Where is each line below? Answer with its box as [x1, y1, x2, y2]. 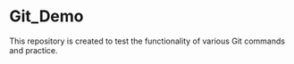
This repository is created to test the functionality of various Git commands [9, 36, 286, 46]
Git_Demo [9, 6, 84, 27]
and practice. [9, 44, 58, 55]
